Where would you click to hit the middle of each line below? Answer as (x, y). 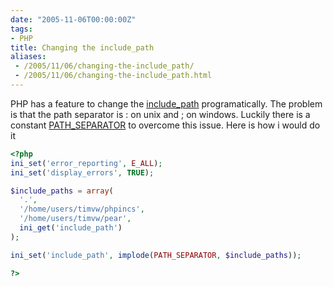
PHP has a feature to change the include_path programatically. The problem (166, 103)
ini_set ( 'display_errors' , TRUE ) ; (82, 172)
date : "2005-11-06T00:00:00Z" (73, 19)
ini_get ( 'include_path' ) (71, 228)
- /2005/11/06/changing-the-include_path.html (113, 76)
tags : (21, 29)
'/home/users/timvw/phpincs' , (82, 209)
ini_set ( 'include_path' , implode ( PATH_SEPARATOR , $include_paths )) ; (156, 255)
